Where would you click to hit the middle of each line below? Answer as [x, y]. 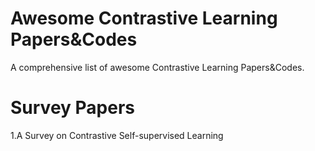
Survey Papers [73, 108]
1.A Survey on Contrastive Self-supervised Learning [117, 135]
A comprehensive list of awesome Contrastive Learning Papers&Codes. [157, 67]
